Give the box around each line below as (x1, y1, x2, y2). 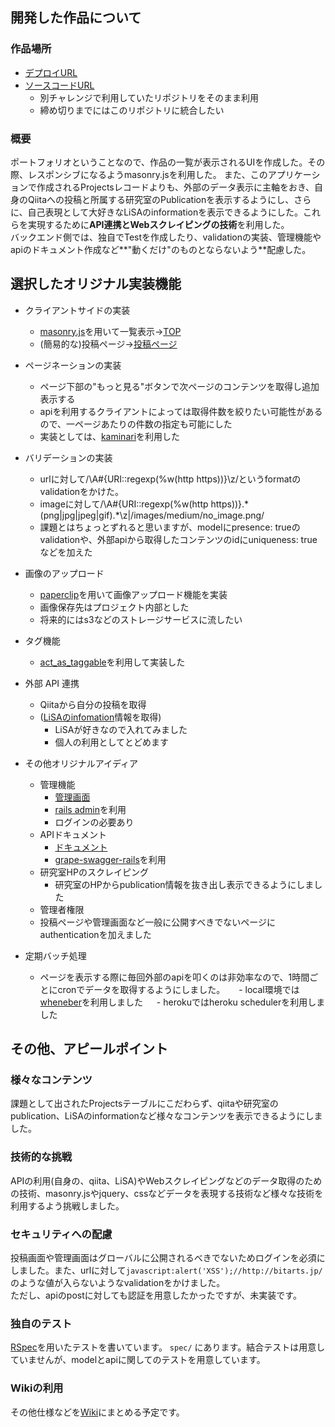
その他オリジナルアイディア (24, 757, 139, 769)
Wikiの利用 (10, 1381, 64, 1395)
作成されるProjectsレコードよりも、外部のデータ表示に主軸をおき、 (36, 181, 315, 193)
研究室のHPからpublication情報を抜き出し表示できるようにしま (54, 878, 315, 890)
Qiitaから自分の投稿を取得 (39, 698, 147, 710)
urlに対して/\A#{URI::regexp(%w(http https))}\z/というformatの (39, 473, 302, 485)
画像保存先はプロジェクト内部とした (39, 601, 190, 613)
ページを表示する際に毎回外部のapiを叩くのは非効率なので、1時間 (39, 971, 310, 983)
